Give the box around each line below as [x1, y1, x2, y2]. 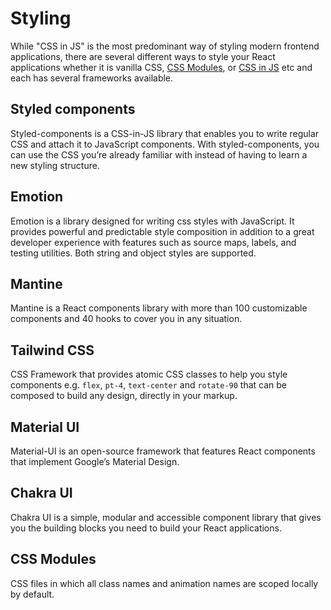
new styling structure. [10, 159, 100, 171]
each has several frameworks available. [10, 72, 174, 84]
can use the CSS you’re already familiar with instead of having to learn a [10, 148, 308, 161]
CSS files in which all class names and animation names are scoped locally [10, 577, 319, 589]
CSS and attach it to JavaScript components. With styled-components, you [10, 138, 320, 150]
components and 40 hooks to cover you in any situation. [10, 313, 243, 325]
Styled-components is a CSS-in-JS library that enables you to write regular [10, 127, 320, 139]
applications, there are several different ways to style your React [10, 50, 276, 62]
